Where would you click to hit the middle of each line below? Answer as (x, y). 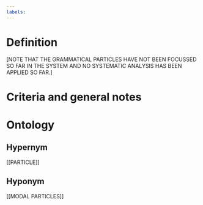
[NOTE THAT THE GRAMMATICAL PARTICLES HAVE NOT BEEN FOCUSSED (102, 59)
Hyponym (25, 181)
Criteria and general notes (74, 97)
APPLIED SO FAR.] (30, 72)
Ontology (31, 125)
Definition (32, 42)
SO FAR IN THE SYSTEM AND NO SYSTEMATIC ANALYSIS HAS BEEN (94, 65)
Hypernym (27, 147)
